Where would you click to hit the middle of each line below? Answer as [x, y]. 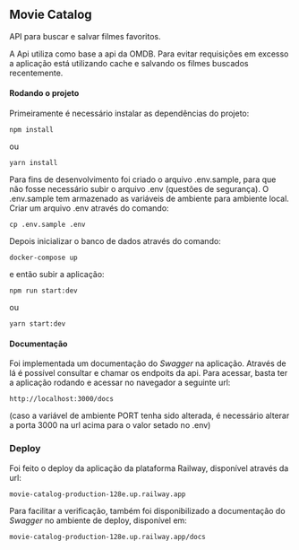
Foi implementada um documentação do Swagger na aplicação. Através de [148, 363]
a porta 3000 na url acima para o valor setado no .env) [110, 425]
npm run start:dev [43, 291]
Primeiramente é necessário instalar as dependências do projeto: [129, 113]
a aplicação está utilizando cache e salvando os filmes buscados [129, 63]
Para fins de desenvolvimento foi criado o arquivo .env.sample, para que [143, 179]
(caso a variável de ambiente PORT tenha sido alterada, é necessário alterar [149, 415]
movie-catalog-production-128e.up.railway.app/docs [107, 537]
